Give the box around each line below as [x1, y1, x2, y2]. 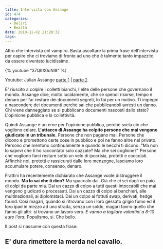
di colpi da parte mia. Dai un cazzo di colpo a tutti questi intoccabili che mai [5, 183, 157, 189]
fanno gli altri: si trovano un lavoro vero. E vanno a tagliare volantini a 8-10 [5, 209, 155, 214]
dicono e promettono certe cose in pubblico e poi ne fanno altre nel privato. [5, 137, 157, 143]
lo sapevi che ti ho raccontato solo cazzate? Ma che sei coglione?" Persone [5, 147, 157, 153]
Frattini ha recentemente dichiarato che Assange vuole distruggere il [5, 172, 143, 178]
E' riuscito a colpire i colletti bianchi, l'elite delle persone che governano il [5, 86, 152, 92]
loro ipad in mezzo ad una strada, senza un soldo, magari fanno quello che [5, 203, 155, 210]
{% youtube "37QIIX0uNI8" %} [5, 67, 67, 73]
